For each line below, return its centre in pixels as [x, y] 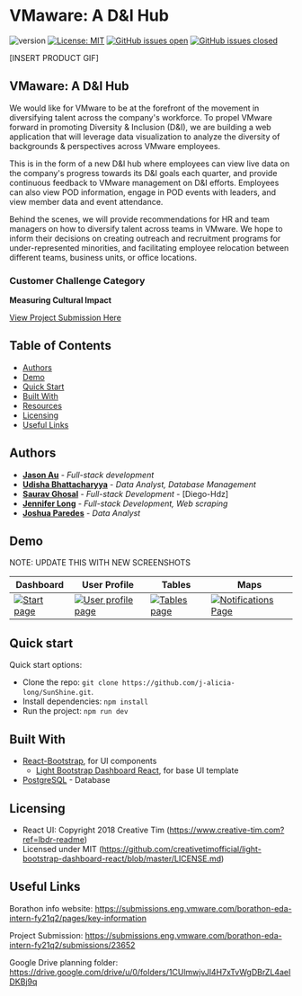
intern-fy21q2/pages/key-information [78, 918]
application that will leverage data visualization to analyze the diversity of [145, 137]
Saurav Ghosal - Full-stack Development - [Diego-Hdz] [125, 494]
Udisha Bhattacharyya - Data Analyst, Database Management [139, 484]
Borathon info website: [51, 908]
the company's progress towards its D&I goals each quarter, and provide [143, 173]
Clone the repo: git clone [70, 682]
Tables [176, 585]
